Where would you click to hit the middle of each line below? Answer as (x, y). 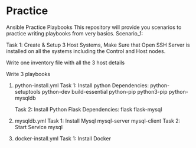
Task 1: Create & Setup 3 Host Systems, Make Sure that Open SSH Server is (98, 45)
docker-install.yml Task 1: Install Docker (63, 138)
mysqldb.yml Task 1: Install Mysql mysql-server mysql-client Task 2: (97, 121)
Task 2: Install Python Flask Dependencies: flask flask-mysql (88, 109)
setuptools (27, 91)
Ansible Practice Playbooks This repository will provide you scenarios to (94, 27)
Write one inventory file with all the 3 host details (66, 63)
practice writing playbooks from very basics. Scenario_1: (75, 33)
